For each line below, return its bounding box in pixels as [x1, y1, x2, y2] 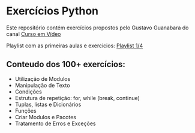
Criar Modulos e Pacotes [14, 113, 77, 120]
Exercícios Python [6, 4, 99, 18]
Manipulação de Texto [14, 81, 70, 89]
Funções [14, 107, 37, 114]
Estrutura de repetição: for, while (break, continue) [14, 94, 140, 101]
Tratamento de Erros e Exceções [14, 120, 96, 127]
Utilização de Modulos [14, 75, 71, 82]
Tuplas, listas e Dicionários [14, 101, 82, 108]
